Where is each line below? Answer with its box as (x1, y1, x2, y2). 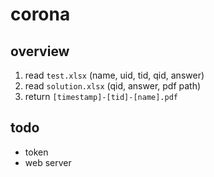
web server (24, 156, 72, 168)
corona (10, 3, 71, 26)
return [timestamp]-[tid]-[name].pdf (24, 91, 179, 102)
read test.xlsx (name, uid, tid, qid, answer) (24, 69, 205, 81)
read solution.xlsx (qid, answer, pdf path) (24, 80, 202, 92)
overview (10, 43, 70, 60)
